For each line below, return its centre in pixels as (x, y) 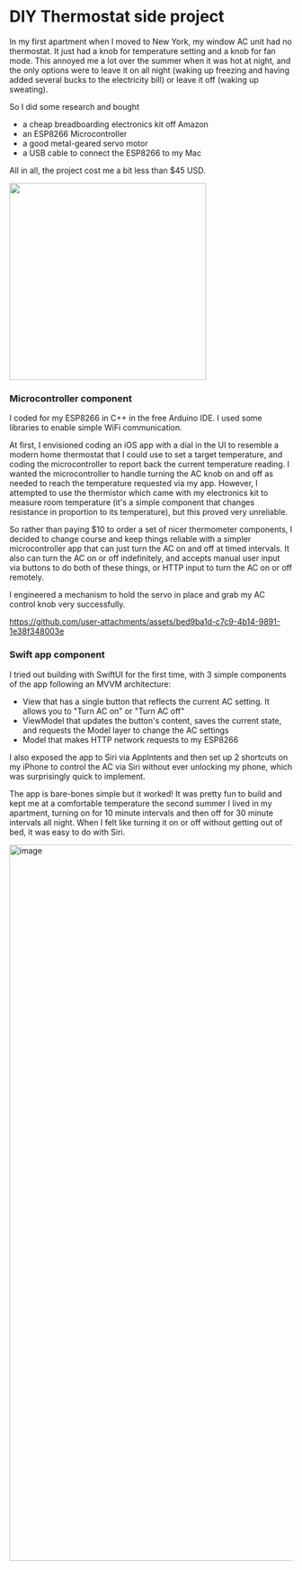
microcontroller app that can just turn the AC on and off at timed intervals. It (150, 549)
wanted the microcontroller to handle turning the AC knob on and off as (142, 474)
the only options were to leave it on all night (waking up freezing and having (150, 70)
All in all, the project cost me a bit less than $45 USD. (107, 170)
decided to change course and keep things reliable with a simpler (130, 539)
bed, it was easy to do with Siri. (67, 832)
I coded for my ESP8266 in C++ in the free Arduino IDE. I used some (136, 418)
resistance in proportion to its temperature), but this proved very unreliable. (149, 512)
